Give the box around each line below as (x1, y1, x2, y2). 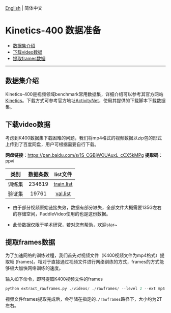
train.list (53, 180, 73, 187)
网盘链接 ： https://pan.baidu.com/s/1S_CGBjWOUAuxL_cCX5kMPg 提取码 (5, 152, 159, 158)
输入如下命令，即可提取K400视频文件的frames (5, 276, 103, 282)
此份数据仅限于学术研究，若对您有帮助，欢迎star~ (12, 222, 118, 228)
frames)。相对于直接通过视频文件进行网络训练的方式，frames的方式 (17, 259, 160, 265)
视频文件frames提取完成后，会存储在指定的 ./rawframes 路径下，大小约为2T (5, 296, 162, 302)
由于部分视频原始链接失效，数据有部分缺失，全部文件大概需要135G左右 (12, 204, 162, 210)
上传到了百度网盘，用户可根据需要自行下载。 (5, 141, 99, 147)
